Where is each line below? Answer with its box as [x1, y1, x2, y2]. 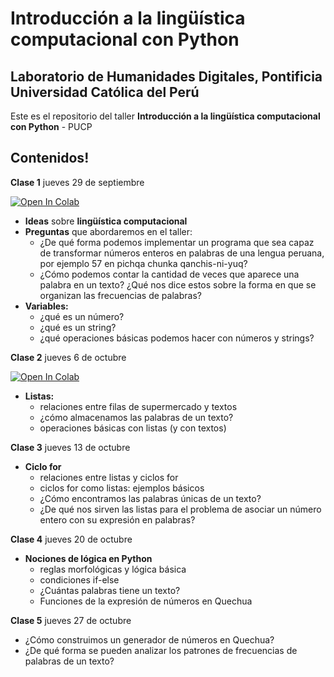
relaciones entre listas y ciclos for [39, 471, 179, 483]
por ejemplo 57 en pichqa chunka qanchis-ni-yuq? [39, 257, 248, 269]
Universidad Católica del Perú [10, 83, 200, 101]
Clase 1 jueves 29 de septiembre [10, 176, 145, 188]
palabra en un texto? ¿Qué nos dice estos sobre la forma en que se [39, 278, 317, 291]
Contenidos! [10, 150, 90, 167]
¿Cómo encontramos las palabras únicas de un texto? [39, 492, 262, 504]
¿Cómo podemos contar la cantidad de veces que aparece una [39, 268, 300, 280]
